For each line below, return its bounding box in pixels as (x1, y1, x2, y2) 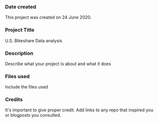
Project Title (5, 27, 35, 34)
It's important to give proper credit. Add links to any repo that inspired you (5, 107, 154, 113)
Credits (5, 96, 23, 103)
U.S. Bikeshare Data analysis (5, 37, 62, 43)
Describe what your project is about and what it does (5, 61, 111, 67)
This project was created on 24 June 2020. (5, 15, 92, 20)
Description (5, 50, 34, 56)
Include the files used (5, 84, 49, 90)
